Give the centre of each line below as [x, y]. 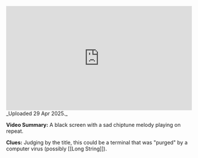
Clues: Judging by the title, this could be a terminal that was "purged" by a [97, 142]
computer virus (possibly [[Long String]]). [57, 149]
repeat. [15, 131]
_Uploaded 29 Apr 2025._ [37, 113]
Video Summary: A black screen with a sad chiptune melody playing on [93, 125]
